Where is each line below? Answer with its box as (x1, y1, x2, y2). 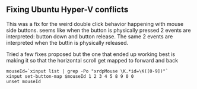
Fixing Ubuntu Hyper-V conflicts (6, 5, 129, 15)
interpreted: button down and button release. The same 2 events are (6, 32, 173, 40)
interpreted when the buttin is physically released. (6, 39, 129, 46)
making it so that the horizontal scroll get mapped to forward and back (6, 57, 179, 64)
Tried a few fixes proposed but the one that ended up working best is (6, 50, 176, 58)
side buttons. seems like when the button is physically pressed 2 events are (6, 27, 191, 34)
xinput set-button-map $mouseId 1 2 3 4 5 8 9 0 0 (6, 73, 134, 79)
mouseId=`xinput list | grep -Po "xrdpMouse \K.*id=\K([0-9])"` (6, 68, 169, 74)
